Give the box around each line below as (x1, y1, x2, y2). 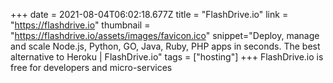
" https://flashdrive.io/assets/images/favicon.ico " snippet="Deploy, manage (10, 30, 320, 41)
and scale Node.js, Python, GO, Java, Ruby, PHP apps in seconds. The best (10, 40, 321, 52)
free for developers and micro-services (10, 62, 173, 73)
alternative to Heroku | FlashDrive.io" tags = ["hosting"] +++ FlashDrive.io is (10, 51, 324, 63)
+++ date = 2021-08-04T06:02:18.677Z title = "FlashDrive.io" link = (10, 9, 289, 20)
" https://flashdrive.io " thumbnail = (10, 19, 151, 31)
